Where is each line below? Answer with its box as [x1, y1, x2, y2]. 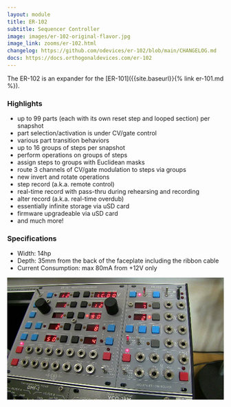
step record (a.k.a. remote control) [16, 180, 115, 188]
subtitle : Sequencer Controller [7, 25, 100, 32]
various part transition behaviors [16, 136, 110, 144]
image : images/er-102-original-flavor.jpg [7, 33, 131, 40]
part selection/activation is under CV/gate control [16, 129, 157, 137]
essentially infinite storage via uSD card [16, 202, 130, 210]
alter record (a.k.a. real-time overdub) [16, 195, 124, 203]
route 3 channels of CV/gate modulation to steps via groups [16, 166, 187, 174]
